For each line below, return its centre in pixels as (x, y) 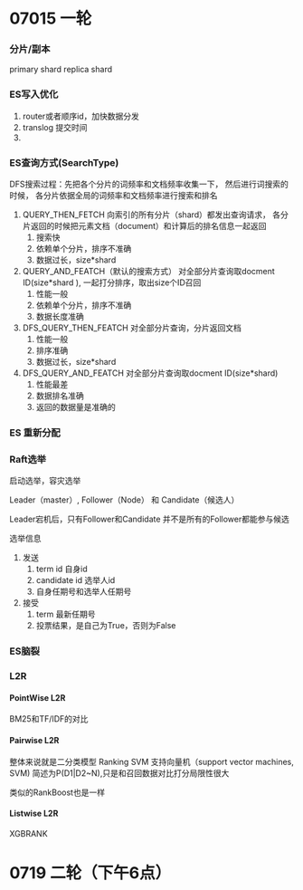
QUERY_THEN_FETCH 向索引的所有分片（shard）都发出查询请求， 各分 (156, 215)
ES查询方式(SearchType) (64, 162)
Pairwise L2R (34, 740)
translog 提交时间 (55, 127)
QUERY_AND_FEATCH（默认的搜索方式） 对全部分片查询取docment (149, 272)
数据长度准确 (60, 317)
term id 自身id (62, 569)
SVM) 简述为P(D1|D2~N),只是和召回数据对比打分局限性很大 (119, 773)
